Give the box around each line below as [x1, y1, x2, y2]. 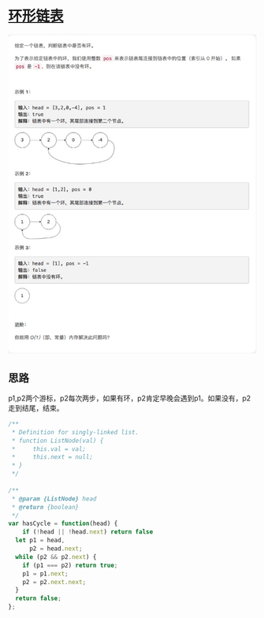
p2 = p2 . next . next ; [22, 578, 87, 586]
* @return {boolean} [11, 503, 80, 511]
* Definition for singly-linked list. [11, 428, 139, 436]
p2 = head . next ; [28, 545, 83, 553]
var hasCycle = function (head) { [8, 519, 118, 528]
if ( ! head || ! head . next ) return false [22, 528, 154, 536]
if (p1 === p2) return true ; [22, 561, 118, 569]
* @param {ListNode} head [11, 494, 97, 503]
